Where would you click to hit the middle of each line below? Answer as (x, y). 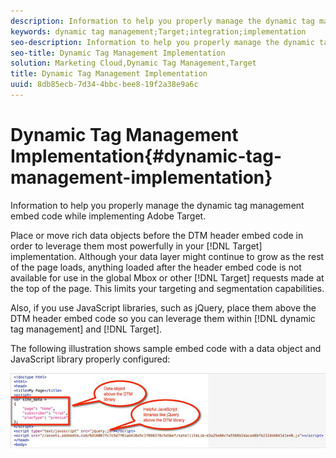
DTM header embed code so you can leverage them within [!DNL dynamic (163, 318)
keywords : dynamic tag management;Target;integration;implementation (158, 31)
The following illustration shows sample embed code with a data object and (166, 348)
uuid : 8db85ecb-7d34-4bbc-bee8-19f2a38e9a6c (104, 85)
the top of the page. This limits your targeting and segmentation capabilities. (167, 288)
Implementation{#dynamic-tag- (146, 156)
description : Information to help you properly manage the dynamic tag (162, 21)
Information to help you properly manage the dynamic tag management (157, 205)
